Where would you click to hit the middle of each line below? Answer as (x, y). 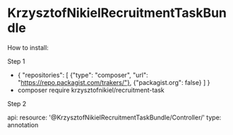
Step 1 (16, 61)
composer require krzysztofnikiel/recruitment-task (91, 90)
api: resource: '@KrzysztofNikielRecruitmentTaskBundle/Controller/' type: (114, 117)
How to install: (28, 47)
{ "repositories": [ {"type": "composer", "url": (83, 75)
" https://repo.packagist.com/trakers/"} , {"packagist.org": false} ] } (114, 82)
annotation (23, 124)
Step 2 (17, 103)
